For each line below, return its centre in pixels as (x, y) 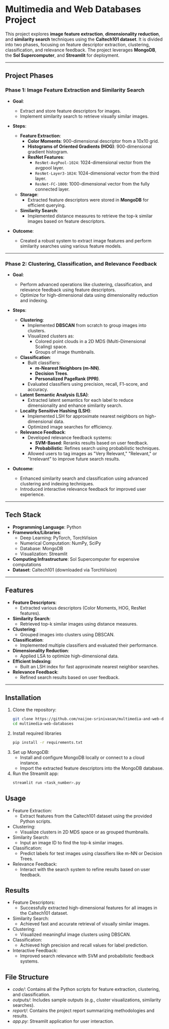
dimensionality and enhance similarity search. (75, 405)
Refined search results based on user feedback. (70, 677)
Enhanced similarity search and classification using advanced (84, 478)
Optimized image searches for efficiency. (70, 426)
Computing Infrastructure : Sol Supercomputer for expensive (76, 559)
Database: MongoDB (41, 548)
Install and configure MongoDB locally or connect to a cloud (82, 757)
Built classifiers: (44, 363)
